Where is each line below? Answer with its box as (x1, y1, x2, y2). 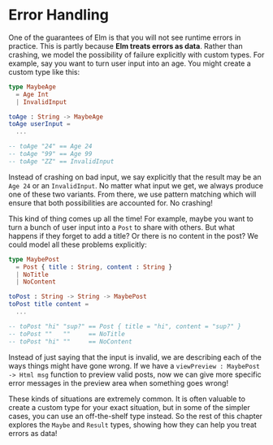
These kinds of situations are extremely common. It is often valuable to (8, 394, 246, 404)
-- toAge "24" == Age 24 (8, 142, 93, 151)
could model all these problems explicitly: (8, 240, 148, 249)
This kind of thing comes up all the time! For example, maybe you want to (8, 214, 253, 223)
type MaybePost (8, 255, 60, 263)
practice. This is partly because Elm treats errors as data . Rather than (8, 41, 244, 50)
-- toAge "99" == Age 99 (8, 150, 93, 158)
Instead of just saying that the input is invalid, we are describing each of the (8, 352, 262, 362)
